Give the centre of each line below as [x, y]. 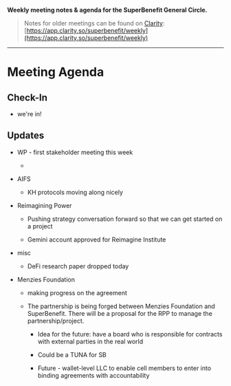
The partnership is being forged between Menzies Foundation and [121, 306]
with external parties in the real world [90, 341]
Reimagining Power [44, 205]
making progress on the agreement [77, 292]
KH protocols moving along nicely [75, 192]
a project [40, 226]
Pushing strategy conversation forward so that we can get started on [125, 219]
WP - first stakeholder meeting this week [75, 152]
